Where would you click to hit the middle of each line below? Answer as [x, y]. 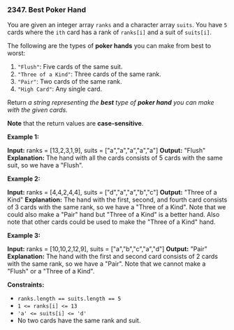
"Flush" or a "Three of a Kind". [51, 271]
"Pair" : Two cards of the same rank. [70, 82]
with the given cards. [38, 110]
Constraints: [26, 285]
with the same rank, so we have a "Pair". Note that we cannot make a [107, 264]
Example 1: [23, 137]
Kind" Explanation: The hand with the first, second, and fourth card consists [117, 200]
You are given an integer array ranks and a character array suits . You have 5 [117, 25]
